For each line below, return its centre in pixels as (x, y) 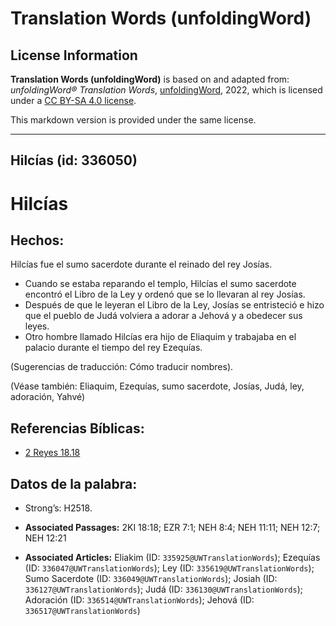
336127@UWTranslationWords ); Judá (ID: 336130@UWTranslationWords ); (163, 589)
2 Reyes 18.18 (52, 453)
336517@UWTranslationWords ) (82, 611)
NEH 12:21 (45, 538)
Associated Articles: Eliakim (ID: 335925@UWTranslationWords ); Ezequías (172, 558)
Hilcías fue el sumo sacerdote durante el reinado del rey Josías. (141, 264)
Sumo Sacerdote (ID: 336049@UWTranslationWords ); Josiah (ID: (151, 579)
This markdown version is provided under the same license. (133, 120)
